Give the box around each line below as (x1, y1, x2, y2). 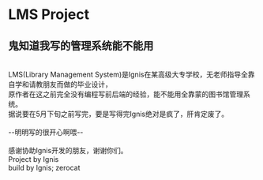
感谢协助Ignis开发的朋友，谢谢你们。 (8, 146, 128, 155)
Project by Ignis (8, 155, 59, 163)
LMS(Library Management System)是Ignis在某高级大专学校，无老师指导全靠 (8, 69, 255, 79)
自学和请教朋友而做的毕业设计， (8, 80, 112, 88)
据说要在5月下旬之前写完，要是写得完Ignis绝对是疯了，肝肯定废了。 (8, 109, 229, 118)
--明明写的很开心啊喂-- (8, 128, 84, 137)
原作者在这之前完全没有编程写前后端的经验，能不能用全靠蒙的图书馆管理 (8, 89, 243, 99)
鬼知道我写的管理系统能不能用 (8, 39, 154, 52)
